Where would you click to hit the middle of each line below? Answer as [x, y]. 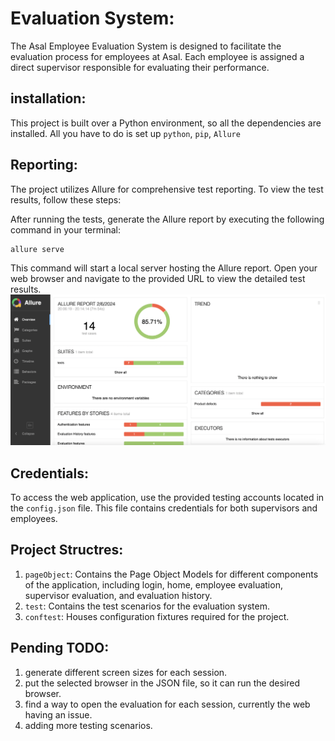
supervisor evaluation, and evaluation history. [118, 595]
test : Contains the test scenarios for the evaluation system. [147, 606]
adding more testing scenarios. [88, 725]
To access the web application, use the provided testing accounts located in [167, 498]
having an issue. [58, 714]
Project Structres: [67, 550]
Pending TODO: [60, 648]
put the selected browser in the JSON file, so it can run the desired [162, 683]
